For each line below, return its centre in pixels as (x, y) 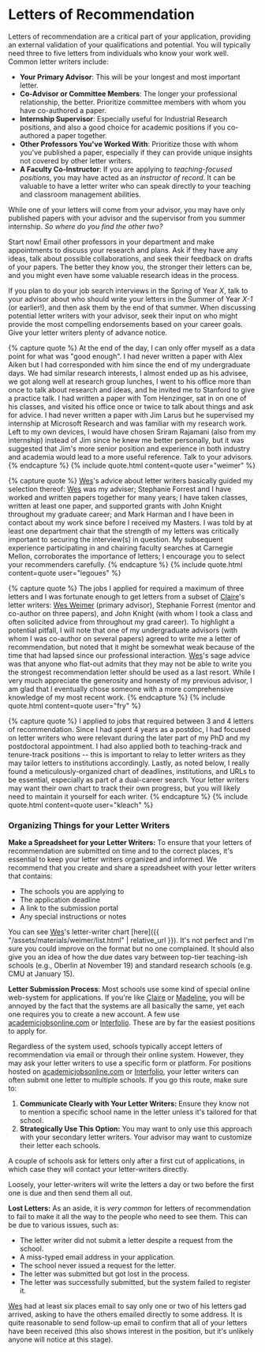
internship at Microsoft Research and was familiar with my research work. (128, 423)
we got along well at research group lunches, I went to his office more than (130, 381)
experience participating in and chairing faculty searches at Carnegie (121, 547)
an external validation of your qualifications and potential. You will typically (129, 44)
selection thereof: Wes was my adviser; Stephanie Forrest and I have (120, 489)
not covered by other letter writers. (76, 160)
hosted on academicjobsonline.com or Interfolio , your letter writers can (123, 1072)
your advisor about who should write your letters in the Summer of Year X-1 (131, 299)
